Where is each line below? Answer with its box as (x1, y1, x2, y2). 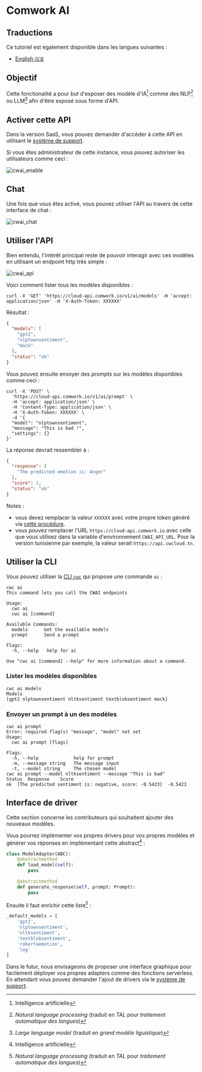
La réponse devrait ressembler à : (6, 446, 90, 453)
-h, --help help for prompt (11, 755, 114, 761)
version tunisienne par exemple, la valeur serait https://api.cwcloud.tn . (14, 539, 194, 547)
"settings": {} (11, 430, 50, 436)
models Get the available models (11, 626, 109, 632)
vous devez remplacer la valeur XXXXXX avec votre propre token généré (14, 513, 191, 521)
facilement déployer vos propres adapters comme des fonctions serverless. (6, 969, 194, 977)
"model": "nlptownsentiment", (11, 420, 87, 426)
